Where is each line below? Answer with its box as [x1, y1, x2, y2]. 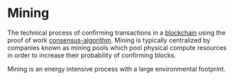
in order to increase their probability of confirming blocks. [7, 51, 176, 59]
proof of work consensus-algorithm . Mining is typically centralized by [7, 35, 211, 44]
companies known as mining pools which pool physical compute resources [7, 43, 227, 52]
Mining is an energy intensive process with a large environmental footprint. [7, 64, 225, 73]
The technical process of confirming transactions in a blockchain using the [7, 28, 225, 37]
